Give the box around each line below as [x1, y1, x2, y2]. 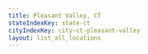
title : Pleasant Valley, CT [8, 11, 102, 20]
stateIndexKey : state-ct [8, 19, 91, 27]
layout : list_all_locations [8, 33, 102, 42]
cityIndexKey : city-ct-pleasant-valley [8, 26, 141, 34]
